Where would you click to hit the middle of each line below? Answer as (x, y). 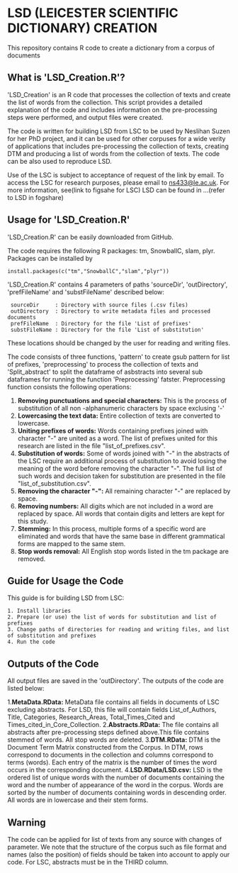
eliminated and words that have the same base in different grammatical (121, 536)
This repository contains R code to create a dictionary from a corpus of (111, 48)
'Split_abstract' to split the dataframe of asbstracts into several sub (105, 372)
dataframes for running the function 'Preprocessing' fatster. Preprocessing (116, 379)
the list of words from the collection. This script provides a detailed (105, 102)
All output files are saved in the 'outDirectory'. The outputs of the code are (116, 681)
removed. (32, 559)
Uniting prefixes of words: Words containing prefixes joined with (113, 430)
